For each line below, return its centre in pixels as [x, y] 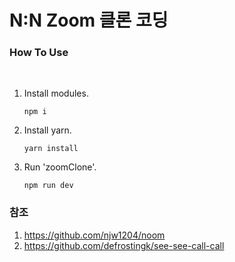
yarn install [51, 149]
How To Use [39, 53]
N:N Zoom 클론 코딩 [89, 20]
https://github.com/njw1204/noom [94, 235]
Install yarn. [47, 130]
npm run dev [48, 186]
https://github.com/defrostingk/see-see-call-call [124, 245]
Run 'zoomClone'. [60, 167]
